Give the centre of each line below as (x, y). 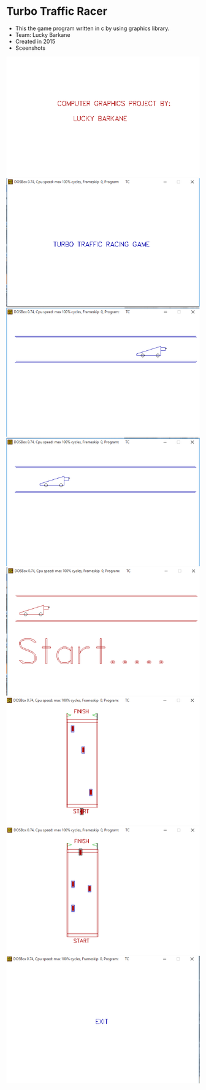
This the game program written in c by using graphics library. (92, 28)
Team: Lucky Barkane (43, 34)
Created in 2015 (35, 41)
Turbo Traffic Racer (57, 11)
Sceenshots (30, 48)
